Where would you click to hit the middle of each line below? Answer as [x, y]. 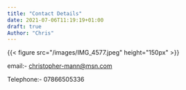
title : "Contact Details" [44, 13]
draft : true [24, 26]
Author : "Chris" [31, 33]
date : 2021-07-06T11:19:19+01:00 [56, 20]
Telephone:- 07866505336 [46, 80]
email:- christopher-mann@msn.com [60, 66]
